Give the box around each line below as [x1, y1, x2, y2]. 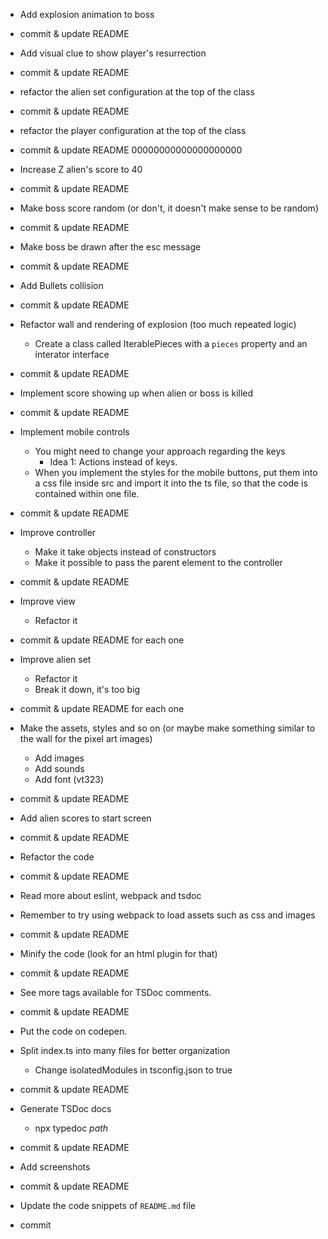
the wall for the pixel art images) [19, 733, 153, 744]
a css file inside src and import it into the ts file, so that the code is [34, 477, 308, 489]
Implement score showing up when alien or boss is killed [19, 387, 254, 399]
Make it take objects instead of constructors [34, 546, 217, 558]
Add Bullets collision [19, 280, 104, 291]
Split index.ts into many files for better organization [19, 1045, 231, 1056]
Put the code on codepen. [19, 1025, 128, 1037]
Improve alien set [19, 654, 92, 665]
